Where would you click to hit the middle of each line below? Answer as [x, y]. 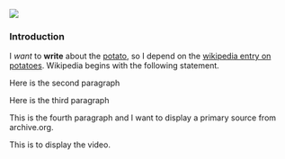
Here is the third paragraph [59, 101]
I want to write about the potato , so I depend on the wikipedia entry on [140, 56]
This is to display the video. [60, 145]
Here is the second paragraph [65, 83]
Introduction [37, 36]
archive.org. [31, 128]
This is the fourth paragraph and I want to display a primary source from [143, 118]
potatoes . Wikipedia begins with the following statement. [115, 66]
